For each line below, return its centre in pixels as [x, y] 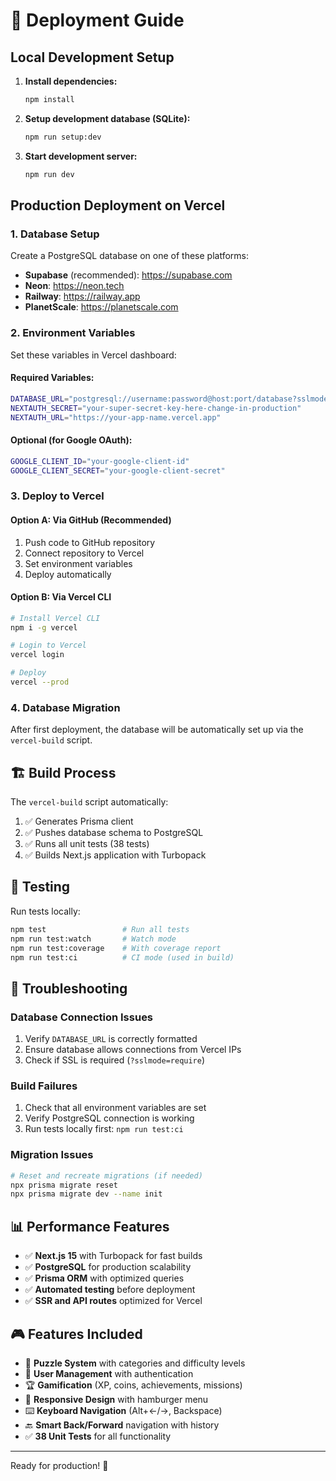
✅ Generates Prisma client [79, 821]
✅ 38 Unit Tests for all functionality [98, 1436]
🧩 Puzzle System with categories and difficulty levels [135, 1363]
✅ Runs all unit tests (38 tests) [87, 844]
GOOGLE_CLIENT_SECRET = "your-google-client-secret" [118, 470]
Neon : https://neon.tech [74, 286]
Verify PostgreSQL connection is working [109, 1118]
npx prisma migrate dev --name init [86, 1194]
